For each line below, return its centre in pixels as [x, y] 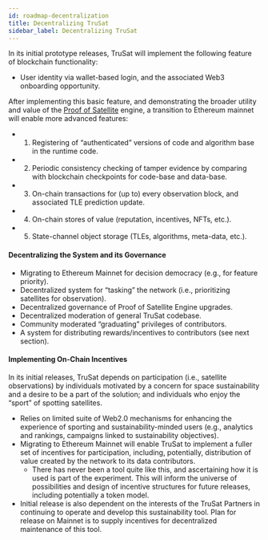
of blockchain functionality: [53, 62]
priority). [34, 281]
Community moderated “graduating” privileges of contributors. [123, 324]
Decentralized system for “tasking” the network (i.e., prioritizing [125, 290]
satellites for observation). [63, 298]
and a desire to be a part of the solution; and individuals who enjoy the [124, 394]
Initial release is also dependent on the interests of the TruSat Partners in [140, 503]
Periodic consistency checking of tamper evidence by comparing [139, 168]
